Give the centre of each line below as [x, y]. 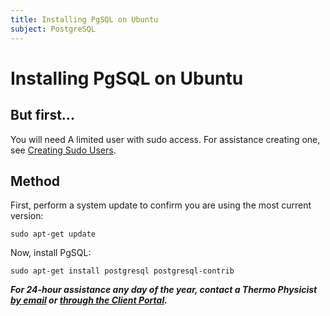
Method [35, 181]
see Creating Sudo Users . [63, 150]
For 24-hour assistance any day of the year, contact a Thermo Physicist [164, 290]
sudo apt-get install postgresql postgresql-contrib [122, 271]
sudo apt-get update [53, 234]
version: [27, 216]
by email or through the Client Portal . [89, 300]
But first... [42, 115]
